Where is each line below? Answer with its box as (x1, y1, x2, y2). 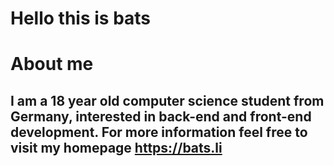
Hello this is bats (10, 7, 152, 30)
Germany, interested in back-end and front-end (10, 108, 312, 125)
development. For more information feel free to (10, 123, 308, 141)
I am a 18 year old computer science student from (10, 92, 325, 109)
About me (10, 53, 94, 76)
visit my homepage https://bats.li (10, 139, 223, 156)
